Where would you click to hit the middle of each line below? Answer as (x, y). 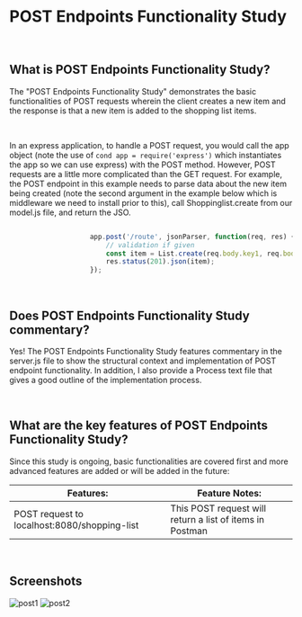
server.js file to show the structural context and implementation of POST (143, 361)
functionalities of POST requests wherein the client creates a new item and (147, 101)
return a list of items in (218, 519)
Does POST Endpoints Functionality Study (129, 315)
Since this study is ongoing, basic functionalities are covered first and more (149, 461)
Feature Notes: (230, 493)
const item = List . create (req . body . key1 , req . (194, 254)
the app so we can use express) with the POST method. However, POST (142, 165)
